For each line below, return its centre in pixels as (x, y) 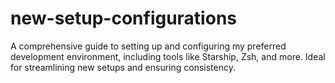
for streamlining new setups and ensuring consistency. (123, 67)
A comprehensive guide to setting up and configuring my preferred (148, 46)
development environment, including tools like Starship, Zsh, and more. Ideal (168, 56)
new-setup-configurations (123, 18)
